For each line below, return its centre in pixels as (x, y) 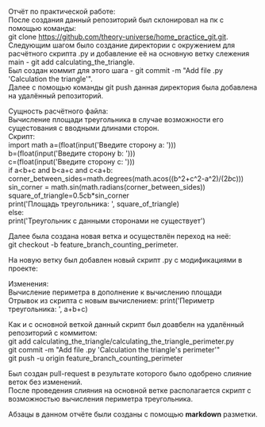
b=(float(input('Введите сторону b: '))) (72, 153)
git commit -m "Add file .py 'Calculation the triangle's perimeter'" (114, 350)
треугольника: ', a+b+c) (48, 309)
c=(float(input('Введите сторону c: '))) (71, 162)
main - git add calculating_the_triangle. (71, 62)
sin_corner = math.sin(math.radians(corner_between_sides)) (107, 187)
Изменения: (29, 284)
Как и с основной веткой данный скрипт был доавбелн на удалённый (126, 324)
